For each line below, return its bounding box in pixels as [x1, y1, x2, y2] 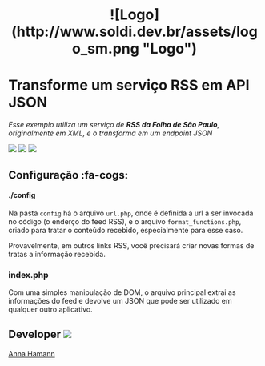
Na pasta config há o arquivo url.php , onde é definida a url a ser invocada [8, 208, 254, 218]
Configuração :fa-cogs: [8, 168, 129, 182]
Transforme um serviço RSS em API [8, 76, 250, 95]
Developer [8, 328, 62, 341]
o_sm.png [71, 40, 140, 58]
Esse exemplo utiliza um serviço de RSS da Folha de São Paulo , [8, 120, 220, 130]
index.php [8, 269, 50, 280]
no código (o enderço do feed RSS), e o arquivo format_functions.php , [8, 216, 242, 226]
